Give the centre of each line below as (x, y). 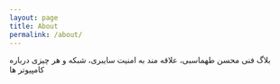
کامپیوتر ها (27, 70)
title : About (34, 26)
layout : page (34, 18)
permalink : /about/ (46, 34)
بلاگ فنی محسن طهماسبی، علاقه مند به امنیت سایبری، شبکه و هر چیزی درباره (140, 61)
